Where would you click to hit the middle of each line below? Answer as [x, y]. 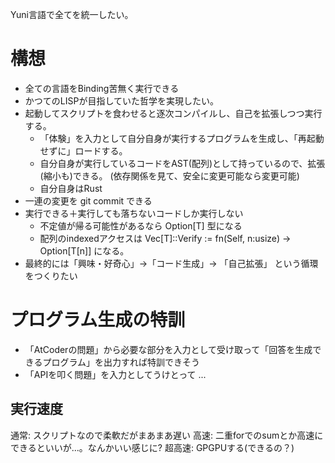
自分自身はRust [71, 188]
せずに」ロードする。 [83, 150]
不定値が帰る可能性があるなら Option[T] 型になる [141, 225]
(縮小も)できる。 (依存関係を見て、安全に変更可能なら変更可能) [169, 175]
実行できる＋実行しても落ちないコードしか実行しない [134, 213]
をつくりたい [51, 275]
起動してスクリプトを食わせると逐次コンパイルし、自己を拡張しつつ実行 [173, 113]
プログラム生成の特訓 [98, 320]
